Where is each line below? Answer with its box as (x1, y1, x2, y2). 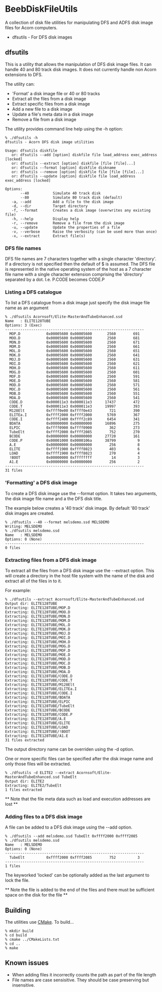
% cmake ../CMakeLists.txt (5, 937, 60, 942)
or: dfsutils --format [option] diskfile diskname (11, 165, 116, 170)
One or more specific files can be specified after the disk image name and (5, 755, 153, 761)
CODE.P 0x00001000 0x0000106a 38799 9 (9, 438, 140, 443)
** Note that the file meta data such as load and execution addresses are (5, 796, 151, 802)
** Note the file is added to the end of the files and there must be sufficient (5, 887, 155, 893)
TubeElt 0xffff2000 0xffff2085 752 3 (9, 855, 140, 860)
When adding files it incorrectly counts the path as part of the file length (12, 972, 156, 977)
